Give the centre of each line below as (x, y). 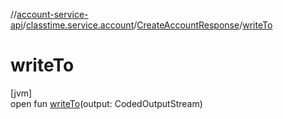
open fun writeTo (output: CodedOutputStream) (106, 103)
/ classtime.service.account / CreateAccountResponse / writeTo (147, 25)
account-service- (52, 14)
